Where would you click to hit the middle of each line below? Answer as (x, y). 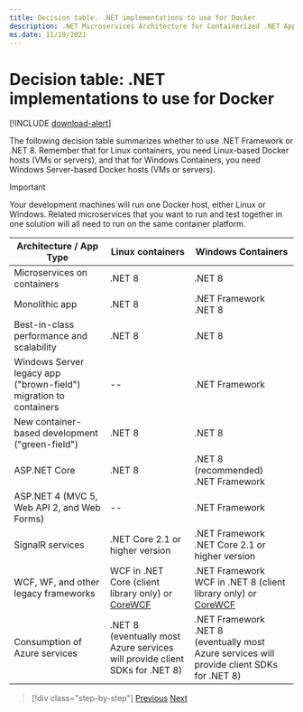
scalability (35, 347)
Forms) (29, 519)
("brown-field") (47, 385)
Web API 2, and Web (57, 508)
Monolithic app (46, 304)
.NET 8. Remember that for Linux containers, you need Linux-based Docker (149, 151)
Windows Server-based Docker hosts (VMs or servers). (113, 170)
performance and (51, 336)
